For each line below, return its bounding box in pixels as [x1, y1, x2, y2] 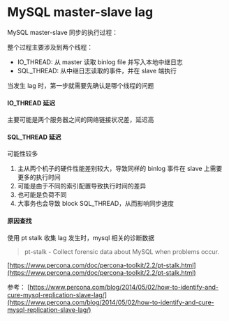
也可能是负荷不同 [17, 191, 67, 199]
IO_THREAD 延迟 [7, 98, 56, 107]
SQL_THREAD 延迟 [7, 133, 61, 141]
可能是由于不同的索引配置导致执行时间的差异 [17, 182, 147, 191]
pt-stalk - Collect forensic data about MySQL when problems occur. [24, 247, 220, 255]
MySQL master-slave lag [7, 4, 154, 20]
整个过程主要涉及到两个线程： [7, 43, 93, 51]
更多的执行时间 [17, 173, 61, 181]
